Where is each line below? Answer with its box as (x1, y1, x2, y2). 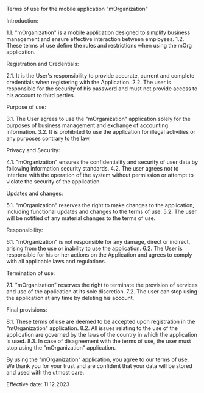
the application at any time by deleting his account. (6, 295, 135, 301)
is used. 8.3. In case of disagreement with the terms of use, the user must (6, 337, 191, 345)
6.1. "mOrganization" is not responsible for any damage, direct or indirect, (6, 238, 191, 245)
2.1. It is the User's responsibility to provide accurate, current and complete (6, 72, 195, 79)
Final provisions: (6, 306, 47, 314)
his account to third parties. (6, 92, 76, 98)
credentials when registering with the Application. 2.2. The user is (6, 79, 172, 86)
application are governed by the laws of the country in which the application (6, 331, 197, 338)
